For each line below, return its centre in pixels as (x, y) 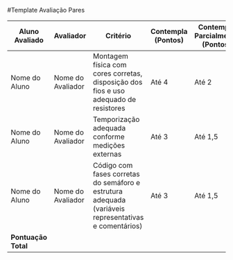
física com (110, 65)
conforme (109, 137)
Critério (118, 36)
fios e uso (109, 91)
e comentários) (118, 226)
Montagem (110, 56)
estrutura (107, 191)
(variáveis (109, 209)
